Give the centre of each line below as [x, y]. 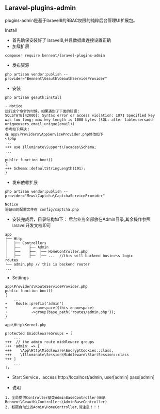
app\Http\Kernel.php [26, 325]
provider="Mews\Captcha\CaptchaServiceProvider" [55, 196]
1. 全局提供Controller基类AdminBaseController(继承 [55, 397]
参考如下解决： [18, 129]
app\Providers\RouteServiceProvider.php [47, 286]
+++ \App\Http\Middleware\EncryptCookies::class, [59, 350]
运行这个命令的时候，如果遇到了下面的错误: [42, 111]
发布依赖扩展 [25, 182]
